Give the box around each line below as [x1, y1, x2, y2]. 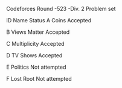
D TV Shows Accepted [6, 52, 63, 59]
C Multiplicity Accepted [6, 40, 65, 47]
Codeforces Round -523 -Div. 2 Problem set [6, 5, 116, 12]
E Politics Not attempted [6, 63, 66, 71]
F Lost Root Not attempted [6, 75, 72, 82]
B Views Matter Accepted [6, 28, 70, 36]
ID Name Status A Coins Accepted [6, 17, 92, 24]
